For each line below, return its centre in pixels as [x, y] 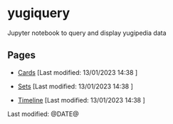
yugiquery [39, 13]
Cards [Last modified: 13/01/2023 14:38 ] [78, 72]
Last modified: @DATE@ [43, 114]
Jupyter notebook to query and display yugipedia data [87, 33]
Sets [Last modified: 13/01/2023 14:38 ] [75, 86]
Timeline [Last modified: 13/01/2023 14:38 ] [82, 100]
